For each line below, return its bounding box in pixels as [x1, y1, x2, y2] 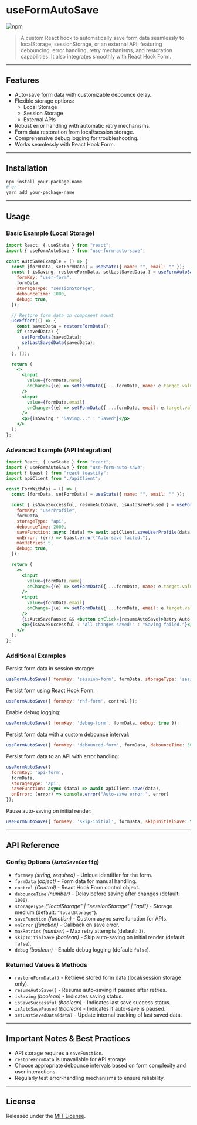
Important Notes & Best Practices [6, 1034, 130, 1044]
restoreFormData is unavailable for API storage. [14, 1055, 128, 1062]
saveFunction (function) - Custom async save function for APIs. [14, 915, 168, 922]
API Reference [6, 840, 60, 850]
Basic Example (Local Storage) [6, 229, 95, 237]
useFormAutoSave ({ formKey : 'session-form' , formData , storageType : [6, 676, 177, 683]
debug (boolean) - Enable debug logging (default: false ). [14, 946, 151, 953]
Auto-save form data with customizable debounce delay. [14, 91, 152, 98]
